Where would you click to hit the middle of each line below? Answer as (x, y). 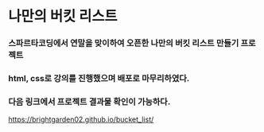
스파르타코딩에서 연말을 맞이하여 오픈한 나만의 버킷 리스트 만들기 (124, 43)
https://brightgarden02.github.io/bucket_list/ (81, 119)
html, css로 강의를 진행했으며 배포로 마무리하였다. (99, 79)
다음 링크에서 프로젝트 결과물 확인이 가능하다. (89, 102)
